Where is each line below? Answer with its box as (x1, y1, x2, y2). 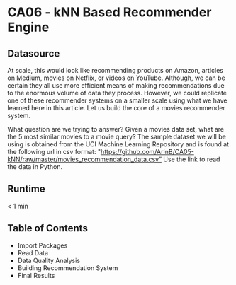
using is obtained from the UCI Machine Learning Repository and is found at (7, 140, 229, 149)
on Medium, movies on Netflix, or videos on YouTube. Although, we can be (7, 74, 225, 82)
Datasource (7, 47, 60, 59)
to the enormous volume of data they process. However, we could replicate (7, 89, 227, 97)
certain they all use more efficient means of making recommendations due (7, 81, 225, 89)
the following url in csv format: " (7, 148, 101, 156)
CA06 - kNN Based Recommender (7, 4, 212, 21)
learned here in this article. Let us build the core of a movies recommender (7, 104, 225, 112)
